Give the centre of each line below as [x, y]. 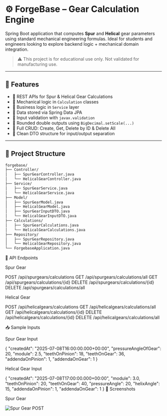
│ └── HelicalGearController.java [43, 179]
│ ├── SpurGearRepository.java [40, 239]
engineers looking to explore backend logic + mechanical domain [72, 44]
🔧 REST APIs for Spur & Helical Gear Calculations [62, 96]
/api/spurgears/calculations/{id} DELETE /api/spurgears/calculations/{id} [80, 282]
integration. [17, 49]
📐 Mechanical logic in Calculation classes [55, 102]
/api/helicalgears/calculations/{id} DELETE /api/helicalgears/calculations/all [83, 318]
